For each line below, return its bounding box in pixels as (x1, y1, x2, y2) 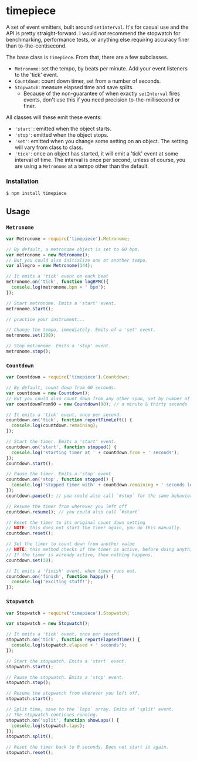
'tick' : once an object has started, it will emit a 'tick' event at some (14, 150, 179, 157)
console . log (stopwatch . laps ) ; (11, 723, 85, 729)
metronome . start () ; (6, 306, 54, 312)
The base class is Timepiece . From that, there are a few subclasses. (6, 53, 169, 60)
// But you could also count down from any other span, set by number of (6, 395, 191, 401)
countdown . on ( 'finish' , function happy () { (6, 573, 114, 579)
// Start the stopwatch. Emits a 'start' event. (6, 658, 127, 664)
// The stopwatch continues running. (6, 712, 98, 718)
